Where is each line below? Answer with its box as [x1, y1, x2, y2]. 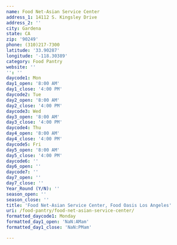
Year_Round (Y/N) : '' [6, 186, 60, 191]
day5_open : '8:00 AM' [6, 147, 60, 153]
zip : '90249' [6, 36, 39, 42]
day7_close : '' [6, 180, 44, 186]
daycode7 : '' [6, 169, 39, 175]
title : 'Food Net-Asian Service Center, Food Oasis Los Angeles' [6, 202, 172, 208]
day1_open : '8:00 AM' [6, 81, 60, 87]
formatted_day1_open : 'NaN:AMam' [6, 219, 89, 225]
